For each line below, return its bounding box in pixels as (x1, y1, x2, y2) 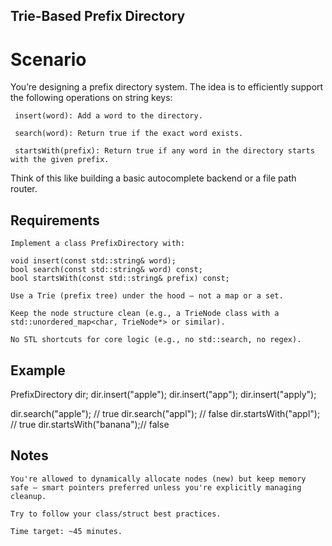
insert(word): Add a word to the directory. (14, 111, 203, 121)
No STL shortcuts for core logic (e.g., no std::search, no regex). (10, 335, 302, 345)
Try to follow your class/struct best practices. (10, 509, 222, 519)
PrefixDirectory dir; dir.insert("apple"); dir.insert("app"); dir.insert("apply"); (10, 388, 317, 400)
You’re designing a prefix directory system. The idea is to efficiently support (10, 81, 324, 93)
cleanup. (10, 491, 47, 501)
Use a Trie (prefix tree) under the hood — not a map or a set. (10, 291, 284, 301)
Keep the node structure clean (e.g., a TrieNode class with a (10, 309, 280, 319)
